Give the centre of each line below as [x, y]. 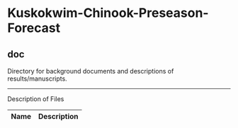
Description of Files [36, 99]
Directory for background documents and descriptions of [91, 71]
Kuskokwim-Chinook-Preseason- [108, 13]
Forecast [34, 28]
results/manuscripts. [37, 78]
